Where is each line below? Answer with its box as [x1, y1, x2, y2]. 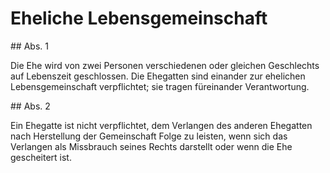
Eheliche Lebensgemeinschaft [10, 7, 268, 30]
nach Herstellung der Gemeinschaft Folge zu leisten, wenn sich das [10, 130, 288, 142]
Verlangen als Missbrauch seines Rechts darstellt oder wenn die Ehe [10, 140, 293, 152]
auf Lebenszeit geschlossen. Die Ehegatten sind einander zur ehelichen [10, 70, 306, 82]
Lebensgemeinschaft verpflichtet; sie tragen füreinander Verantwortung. [10, 80, 310, 92]
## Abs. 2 [10, 100, 51, 112]
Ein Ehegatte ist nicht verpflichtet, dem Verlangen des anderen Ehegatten [10, 119, 313, 131]
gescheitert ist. [10, 151, 72, 163]
